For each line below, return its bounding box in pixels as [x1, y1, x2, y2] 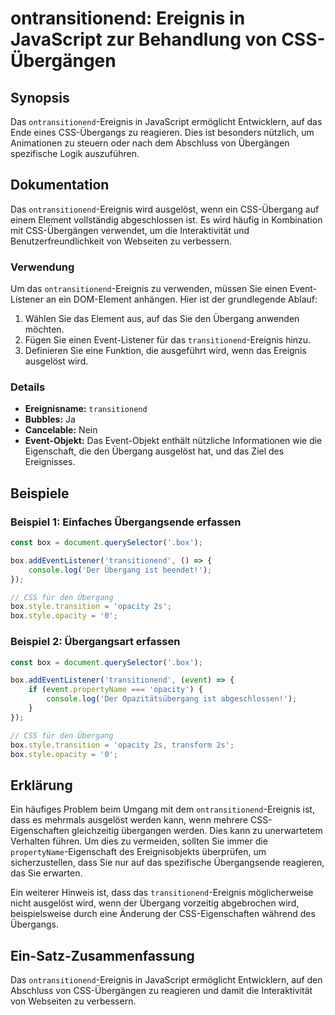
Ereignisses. [24, 456, 76, 468]
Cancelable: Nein [24, 424, 98, 436]
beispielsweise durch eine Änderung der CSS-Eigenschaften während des [10, 908, 316, 920]
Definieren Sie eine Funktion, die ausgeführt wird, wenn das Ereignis [24, 345, 307, 357]
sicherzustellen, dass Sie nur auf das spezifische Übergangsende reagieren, [10, 857, 325, 869]
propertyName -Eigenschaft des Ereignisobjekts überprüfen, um [10, 846, 267, 858]
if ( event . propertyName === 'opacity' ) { [28, 685, 203, 695]
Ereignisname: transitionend [24, 403, 148, 415]
